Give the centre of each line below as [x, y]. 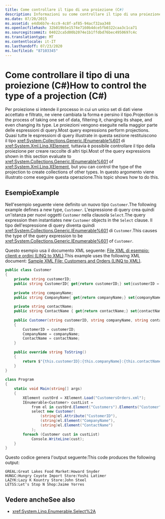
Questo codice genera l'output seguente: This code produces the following [80, 458]
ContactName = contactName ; [51, 339]
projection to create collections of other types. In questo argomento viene [80, 172]
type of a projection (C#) [56, 96]
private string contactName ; [44, 307]
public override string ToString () [50, 352]
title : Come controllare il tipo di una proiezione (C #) [65, 10]
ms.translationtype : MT [29, 37]
